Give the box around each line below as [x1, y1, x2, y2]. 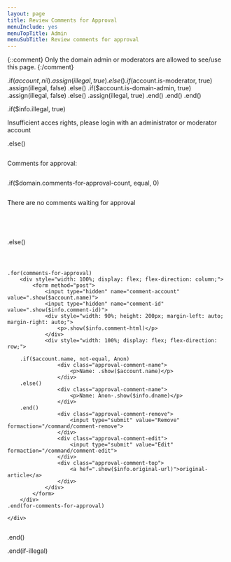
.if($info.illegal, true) [7, 105, 66, 113]
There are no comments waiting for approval [7, 199, 136, 207]
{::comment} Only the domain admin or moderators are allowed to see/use [7, 55, 222, 64]
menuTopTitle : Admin [7, 29, 68, 37]
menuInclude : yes [7, 23, 58, 30]
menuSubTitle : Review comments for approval [7, 36, 139, 43]
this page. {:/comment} [7, 63, 74, 71]
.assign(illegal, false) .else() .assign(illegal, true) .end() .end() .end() [7, 92, 202, 100]
